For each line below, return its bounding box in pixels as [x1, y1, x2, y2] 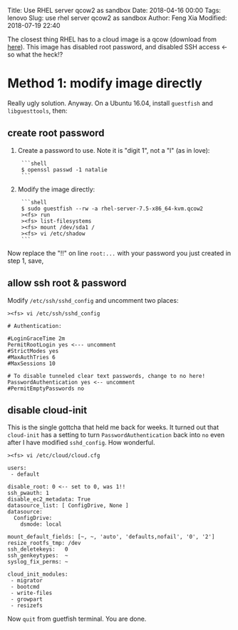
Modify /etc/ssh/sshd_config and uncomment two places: [7, 296, 179, 304]
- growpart [10, 596, 43, 603]
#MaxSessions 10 [7, 360, 56, 367]
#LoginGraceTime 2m [7, 335, 66, 342]
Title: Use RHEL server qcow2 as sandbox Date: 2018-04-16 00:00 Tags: [7, 6, 221, 14]
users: [7, 464, 27, 472]
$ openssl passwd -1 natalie [21, 166, 108, 174]
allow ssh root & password [7, 277, 127, 289]
